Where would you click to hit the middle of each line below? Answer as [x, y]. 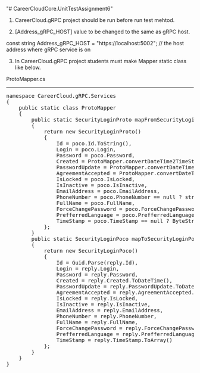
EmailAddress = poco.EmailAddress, [108, 191]
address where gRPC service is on [49, 49]
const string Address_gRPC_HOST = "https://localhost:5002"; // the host [95, 43]
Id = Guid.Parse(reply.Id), [97, 262]
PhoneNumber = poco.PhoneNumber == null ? [119, 197]
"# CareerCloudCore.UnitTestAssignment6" [60, 9]
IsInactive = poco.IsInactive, [102, 185]
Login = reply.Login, [88, 268]
